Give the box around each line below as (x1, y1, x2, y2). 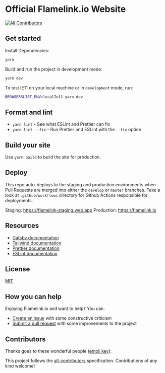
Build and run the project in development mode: (5, 66, 103, 72)
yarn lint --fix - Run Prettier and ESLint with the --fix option (12, 127, 142, 133)
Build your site (5, 141, 51, 149)
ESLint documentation (12, 250, 58, 256)
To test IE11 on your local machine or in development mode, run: (5, 84, 133, 90)
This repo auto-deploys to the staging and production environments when (5, 181, 156, 187)
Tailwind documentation (12, 240, 62, 246)
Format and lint (5, 108, 53, 116)
